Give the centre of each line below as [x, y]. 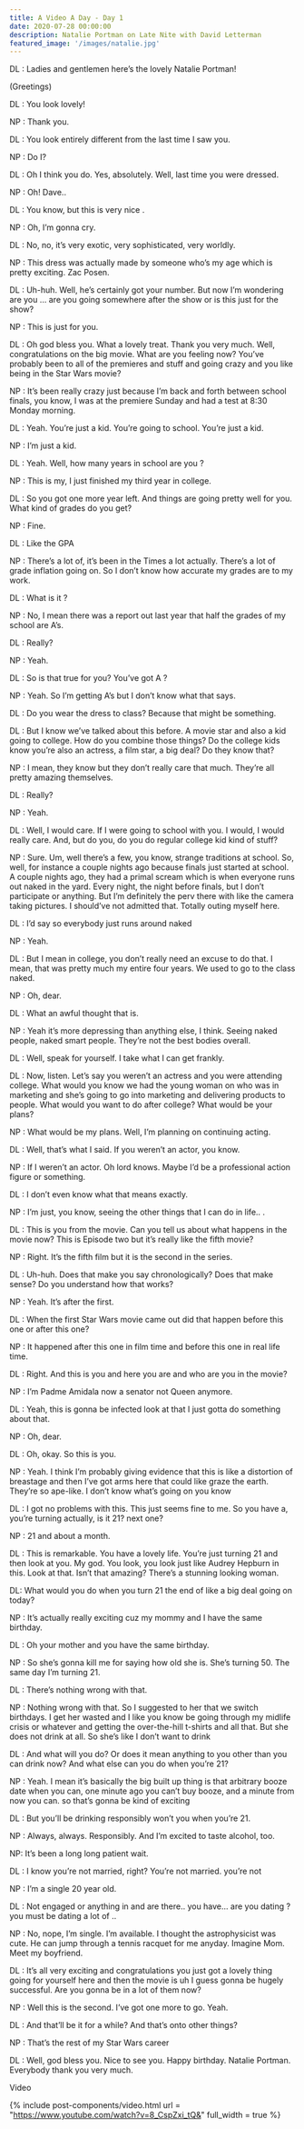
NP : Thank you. [39, 122]
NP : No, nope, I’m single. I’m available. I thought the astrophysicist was [143, 1934]
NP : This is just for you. [54, 327]
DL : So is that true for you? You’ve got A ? [88, 678]
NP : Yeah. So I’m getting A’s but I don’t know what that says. [123, 695]
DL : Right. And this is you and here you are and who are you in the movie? [148, 1374]
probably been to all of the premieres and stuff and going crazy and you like [151, 364]
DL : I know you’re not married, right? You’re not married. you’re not [136, 1871]
